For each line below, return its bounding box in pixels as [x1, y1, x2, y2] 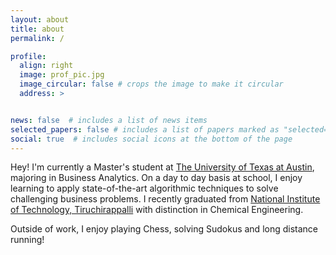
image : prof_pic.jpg [19, 70, 105, 80]
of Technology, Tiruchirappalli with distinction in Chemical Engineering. [10, 204, 304, 216]
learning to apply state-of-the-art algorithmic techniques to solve [10, 182, 279, 195]
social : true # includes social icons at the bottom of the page [10, 134, 293, 144]
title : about [10, 24, 65, 34]
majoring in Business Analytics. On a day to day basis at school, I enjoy [10, 172, 303, 184]
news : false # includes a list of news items [10, 115, 208, 125]
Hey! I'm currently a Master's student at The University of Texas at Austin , [10, 161, 315, 173]
